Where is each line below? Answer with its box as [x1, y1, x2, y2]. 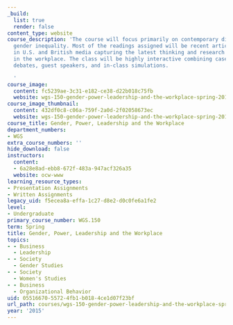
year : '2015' [7, 308, 45, 315]
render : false [13, 23, 54, 30]
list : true [13, 17, 45, 24]
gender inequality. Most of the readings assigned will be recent [13, 42, 209, 49]
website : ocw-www [13, 171, 64, 178]
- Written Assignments [7, 191, 73, 198]
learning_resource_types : [7, 178, 82, 185]
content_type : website [7, 29, 73, 37]
